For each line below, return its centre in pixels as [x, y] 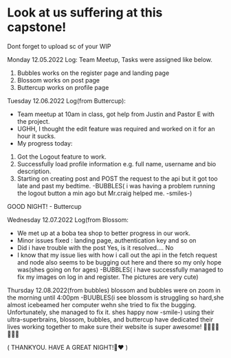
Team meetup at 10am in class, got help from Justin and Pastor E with [116, 114]
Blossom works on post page [58, 80]
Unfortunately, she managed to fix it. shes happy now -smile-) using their [111, 312]
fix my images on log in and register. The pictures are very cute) [108, 277]
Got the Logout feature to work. [62, 157]
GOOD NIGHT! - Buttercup [44, 206]
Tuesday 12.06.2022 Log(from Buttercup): [66, 100]
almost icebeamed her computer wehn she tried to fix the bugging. [102, 304]
